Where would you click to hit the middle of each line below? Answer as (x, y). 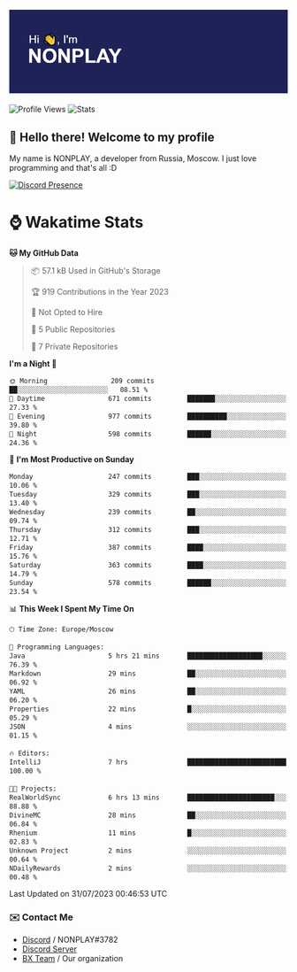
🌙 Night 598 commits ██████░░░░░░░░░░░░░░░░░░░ (148, 434)
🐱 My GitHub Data (44, 252)
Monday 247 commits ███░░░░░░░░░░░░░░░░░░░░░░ (148, 476)
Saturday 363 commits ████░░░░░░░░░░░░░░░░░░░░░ (148, 565)
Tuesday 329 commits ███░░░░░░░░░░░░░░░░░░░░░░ (148, 494)
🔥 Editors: (30, 753)
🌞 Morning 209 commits (82, 381)
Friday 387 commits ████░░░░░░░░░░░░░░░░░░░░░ (148, 547)
